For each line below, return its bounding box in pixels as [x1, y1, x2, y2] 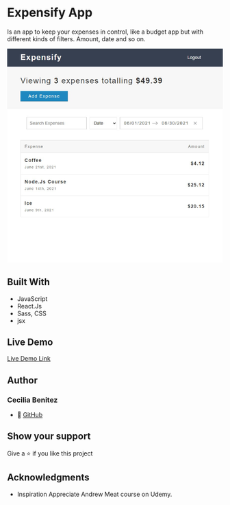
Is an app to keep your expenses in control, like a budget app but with [7, 27, 204, 36]
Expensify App [7, 5, 93, 21]
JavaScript [16, 294, 48, 303]
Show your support [7, 431, 91, 442]
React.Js [16, 302, 42, 310]
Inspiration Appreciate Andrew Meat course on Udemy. [16, 490, 172, 498]
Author [7, 374, 38, 386]
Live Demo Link [7, 355, 51, 363]
